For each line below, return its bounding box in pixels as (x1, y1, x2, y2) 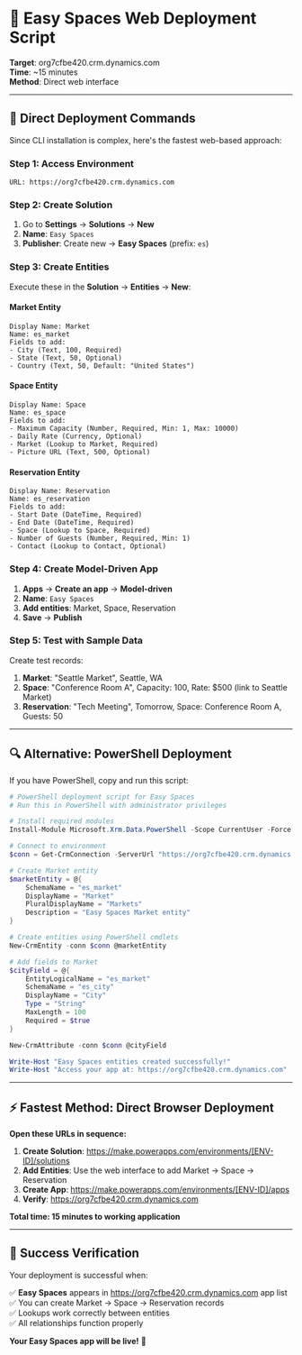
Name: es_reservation (9, 495, 91, 504)
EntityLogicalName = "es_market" (25, 974, 151, 984)
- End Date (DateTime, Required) (9, 518, 135, 527)
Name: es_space (9, 408, 67, 417)
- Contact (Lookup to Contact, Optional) (9, 542, 167, 551)
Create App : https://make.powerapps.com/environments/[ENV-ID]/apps (22, 1185, 290, 1195)
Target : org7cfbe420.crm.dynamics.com (9, 57, 160, 68)
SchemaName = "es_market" (25, 883, 123, 892)
